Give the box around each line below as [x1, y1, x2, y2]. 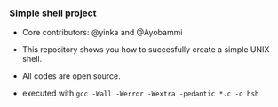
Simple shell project [9, 7, 97, 19]
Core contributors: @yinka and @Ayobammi [21, 27, 183, 38]
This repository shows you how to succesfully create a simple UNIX [21, 44, 270, 55]
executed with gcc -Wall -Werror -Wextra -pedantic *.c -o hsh [21, 88, 259, 99]
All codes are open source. [21, 71, 122, 81]
